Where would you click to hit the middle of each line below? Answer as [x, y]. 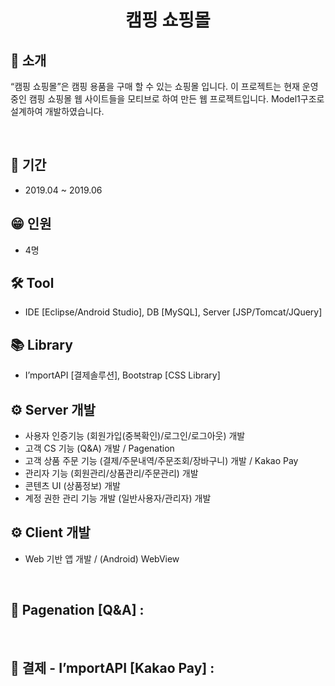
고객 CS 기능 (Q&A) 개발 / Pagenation [99, 448]
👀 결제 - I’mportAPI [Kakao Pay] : [112, 668]
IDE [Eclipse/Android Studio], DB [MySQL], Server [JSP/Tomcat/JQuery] [173, 312]
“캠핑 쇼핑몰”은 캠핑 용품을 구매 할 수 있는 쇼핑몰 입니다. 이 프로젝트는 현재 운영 [164, 86]
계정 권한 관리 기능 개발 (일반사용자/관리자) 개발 [118, 498]
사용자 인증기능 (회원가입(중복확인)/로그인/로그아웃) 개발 [135, 436]
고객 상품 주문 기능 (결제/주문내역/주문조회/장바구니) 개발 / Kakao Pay [161, 461]
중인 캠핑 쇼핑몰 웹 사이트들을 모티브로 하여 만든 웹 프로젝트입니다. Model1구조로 [167, 99]
